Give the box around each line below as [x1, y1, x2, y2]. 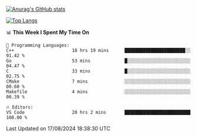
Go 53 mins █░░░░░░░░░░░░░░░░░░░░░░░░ [6, 58, 191, 64]
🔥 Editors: [6, 104, 34, 110]
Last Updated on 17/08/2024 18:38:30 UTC [6, 125, 111, 132]
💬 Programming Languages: [6, 42, 69, 48]
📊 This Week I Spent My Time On [6, 29, 89, 35]
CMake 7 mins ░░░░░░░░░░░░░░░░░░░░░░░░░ [6, 78, 191, 84]
